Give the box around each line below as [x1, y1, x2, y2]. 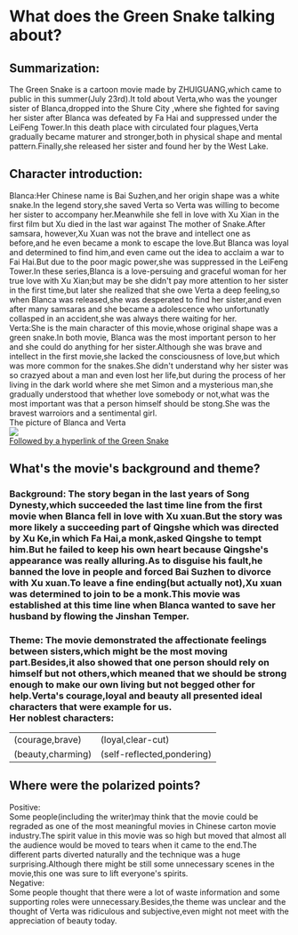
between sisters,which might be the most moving [9, 645, 229, 657]
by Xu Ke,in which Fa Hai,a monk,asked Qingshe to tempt [9, 532, 262, 544]
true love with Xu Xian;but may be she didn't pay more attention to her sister [9, 275, 289, 286]
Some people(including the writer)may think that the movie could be [9, 811, 259, 822]
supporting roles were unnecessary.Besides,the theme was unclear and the [9, 896, 286, 907]
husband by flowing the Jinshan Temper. [9, 610, 189, 623]
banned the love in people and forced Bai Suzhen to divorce [9, 566, 271, 578]
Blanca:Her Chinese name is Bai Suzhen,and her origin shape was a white [9, 189, 280, 201]
